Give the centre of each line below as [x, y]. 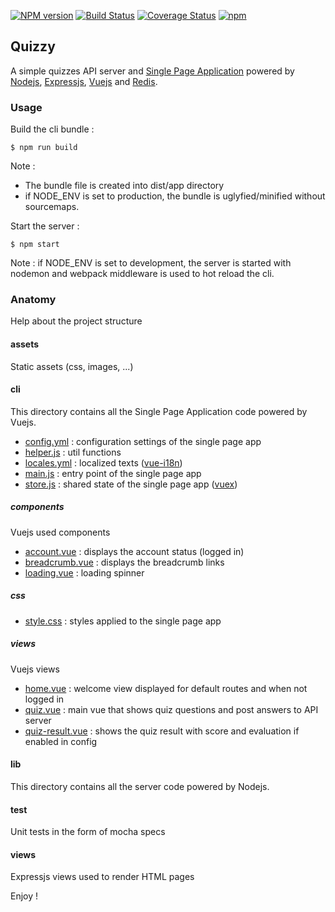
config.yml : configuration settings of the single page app [143, 441]
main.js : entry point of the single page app [113, 473]
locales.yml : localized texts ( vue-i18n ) [103, 462]
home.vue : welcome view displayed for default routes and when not [166, 688]
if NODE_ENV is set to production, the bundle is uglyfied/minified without [175, 196]
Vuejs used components [60, 532]
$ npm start [35, 245]
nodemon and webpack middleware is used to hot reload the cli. [142, 274]
